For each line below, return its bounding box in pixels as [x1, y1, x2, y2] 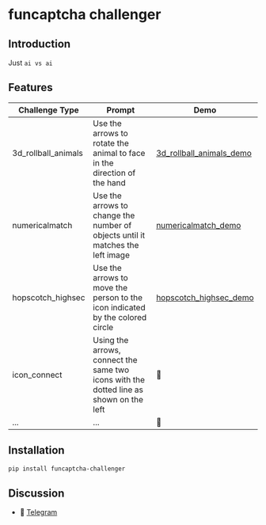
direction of [93, 167, 136, 178]
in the [93, 157, 114, 168]
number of [93, 219, 132, 230]
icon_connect [12, 369, 63, 380]
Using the [93, 334, 129, 345]
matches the [93, 239, 139, 250]
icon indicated [93, 302, 146, 313]
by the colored [93, 311, 147, 322]
